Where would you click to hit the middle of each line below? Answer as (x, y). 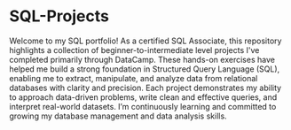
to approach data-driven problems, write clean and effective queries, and (143, 97)
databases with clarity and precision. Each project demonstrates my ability (145, 88)
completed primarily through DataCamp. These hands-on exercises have (142, 59)
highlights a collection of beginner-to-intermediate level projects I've (134, 50)
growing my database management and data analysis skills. (118, 116)
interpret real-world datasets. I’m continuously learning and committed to (143, 106)
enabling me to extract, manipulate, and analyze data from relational (134, 78)
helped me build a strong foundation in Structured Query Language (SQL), (145, 69)
